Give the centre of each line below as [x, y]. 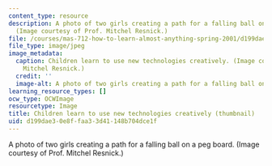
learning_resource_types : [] [57, 91]
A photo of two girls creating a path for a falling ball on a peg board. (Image [134, 144]
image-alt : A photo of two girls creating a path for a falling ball [135, 83]
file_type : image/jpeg [47, 46]
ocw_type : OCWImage [41, 99]
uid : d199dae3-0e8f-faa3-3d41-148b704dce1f [83, 121]
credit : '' [34, 76]
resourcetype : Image [43, 106]
